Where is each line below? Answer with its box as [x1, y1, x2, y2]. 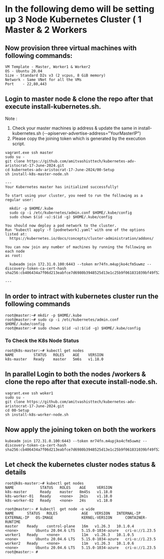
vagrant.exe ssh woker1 [5, 391, 54, 396]
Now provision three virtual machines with [5, 44, 137, 52]
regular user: [5, 197, 34, 202]
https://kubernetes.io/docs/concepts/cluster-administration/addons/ [9, 236, 154, 241]
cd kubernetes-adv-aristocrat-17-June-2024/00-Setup [5, 167, 115, 172]
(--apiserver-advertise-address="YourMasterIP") [42, 130, 142, 136]
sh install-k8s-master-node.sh [5, 172, 69, 177]
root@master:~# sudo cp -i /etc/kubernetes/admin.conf [5, 317, 119, 322]
